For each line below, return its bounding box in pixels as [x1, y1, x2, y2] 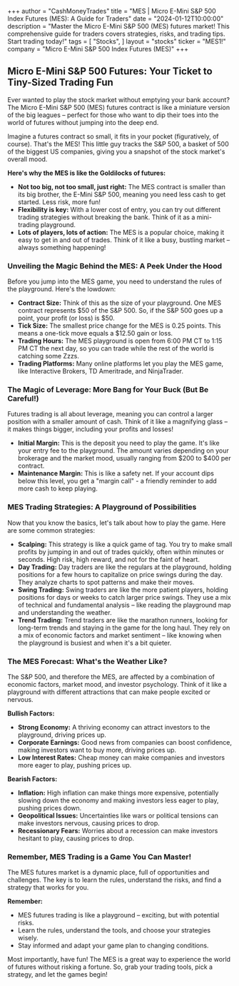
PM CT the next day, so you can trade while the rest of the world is [17, 344, 214, 353]
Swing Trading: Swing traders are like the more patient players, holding [17, 585, 228, 594]
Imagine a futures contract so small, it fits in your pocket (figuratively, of [7, 132, 219, 141]
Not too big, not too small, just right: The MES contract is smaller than [17, 182, 226, 191]
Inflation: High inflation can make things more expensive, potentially [17, 789, 219, 797]
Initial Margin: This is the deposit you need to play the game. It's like [17, 439, 220, 448]
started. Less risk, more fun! [17, 197, 101, 206]
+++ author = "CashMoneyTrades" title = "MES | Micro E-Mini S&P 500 [7, 7, 216, 15]
